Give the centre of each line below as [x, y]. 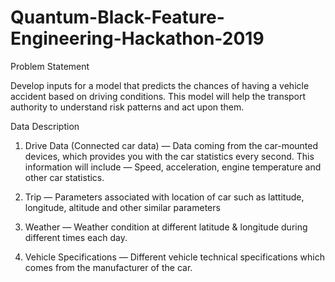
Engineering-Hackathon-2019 [137, 38]
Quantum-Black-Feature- [117, 17]
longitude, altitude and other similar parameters [122, 207]
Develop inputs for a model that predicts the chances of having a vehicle [160, 85]
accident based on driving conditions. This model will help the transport [158, 96]
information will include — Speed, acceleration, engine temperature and [173, 167]
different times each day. [76, 237]
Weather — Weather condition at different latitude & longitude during [166, 227]
